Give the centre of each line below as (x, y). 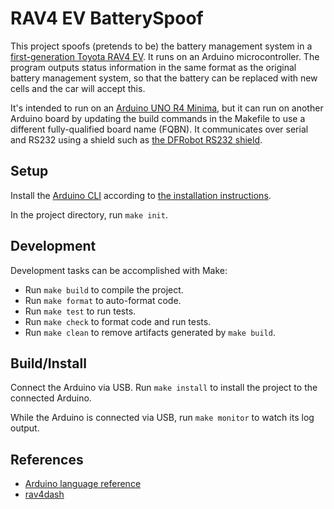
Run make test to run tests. (80, 311)
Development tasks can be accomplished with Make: (119, 270)
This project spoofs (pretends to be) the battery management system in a (161, 46)
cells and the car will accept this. (78, 88)
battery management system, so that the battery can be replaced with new (164, 78)
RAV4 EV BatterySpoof (107, 18)
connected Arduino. (51, 398)
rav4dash (44, 494)
